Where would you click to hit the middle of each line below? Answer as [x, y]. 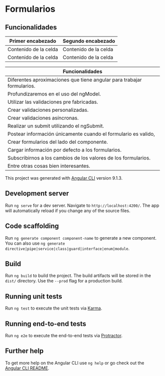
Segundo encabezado [89, 41]
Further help [25, 351]
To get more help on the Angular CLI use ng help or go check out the [75, 363]
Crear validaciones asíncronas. [43, 118]
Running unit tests [34, 296]
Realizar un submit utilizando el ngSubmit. [56, 126]
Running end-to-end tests [46, 324]
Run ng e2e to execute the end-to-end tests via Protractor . [64, 336]
